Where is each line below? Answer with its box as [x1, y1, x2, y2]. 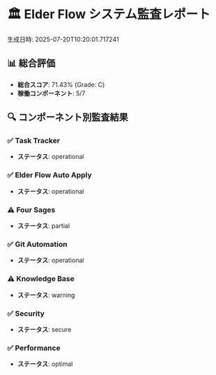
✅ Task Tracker [7, 136, 61, 146]
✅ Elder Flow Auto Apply [7, 170, 92, 180]
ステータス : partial [17, 222, 70, 230]
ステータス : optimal [17, 360, 73, 368]
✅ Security [7, 308, 45, 318]
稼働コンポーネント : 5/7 [17, 89, 86, 98]
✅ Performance [7, 343, 61, 353]
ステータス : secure [17, 325, 72, 333]
